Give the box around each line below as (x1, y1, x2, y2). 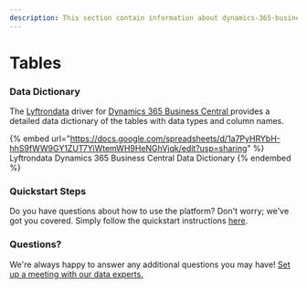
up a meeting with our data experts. (9, 268, 143, 279)
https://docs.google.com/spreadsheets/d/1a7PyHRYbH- (69, 133, 281, 144)
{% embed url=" (9, 133, 71, 144)
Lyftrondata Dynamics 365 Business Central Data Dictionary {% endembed (9, 152, 291, 164)
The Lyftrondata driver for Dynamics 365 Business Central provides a (9, 106, 270, 117)
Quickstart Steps (9, 185, 87, 198)
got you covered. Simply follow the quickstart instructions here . (9, 215, 249, 226)
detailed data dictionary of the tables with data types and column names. (9, 116, 285, 127)
